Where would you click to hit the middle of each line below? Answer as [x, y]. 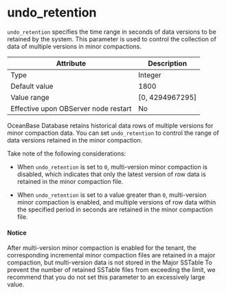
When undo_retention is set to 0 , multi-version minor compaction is [112, 167]
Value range [30, 97]
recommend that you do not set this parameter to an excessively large [106, 277]
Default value [32, 86]
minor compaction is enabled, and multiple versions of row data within [116, 202]
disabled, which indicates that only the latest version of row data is [111, 174]
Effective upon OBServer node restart [71, 108]
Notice [17, 233]
